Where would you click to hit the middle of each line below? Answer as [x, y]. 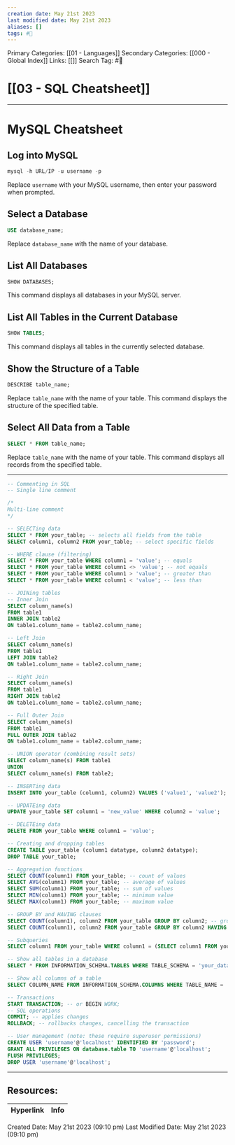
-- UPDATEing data [34, 806]
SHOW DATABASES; [31, 282]
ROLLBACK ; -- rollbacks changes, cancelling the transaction [98, 1024]
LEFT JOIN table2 [33, 658]
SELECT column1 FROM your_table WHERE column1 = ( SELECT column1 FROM [112, 947]
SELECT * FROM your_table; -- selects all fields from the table [104, 535]
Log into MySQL [43, 155]
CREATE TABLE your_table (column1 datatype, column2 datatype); [103, 850]
